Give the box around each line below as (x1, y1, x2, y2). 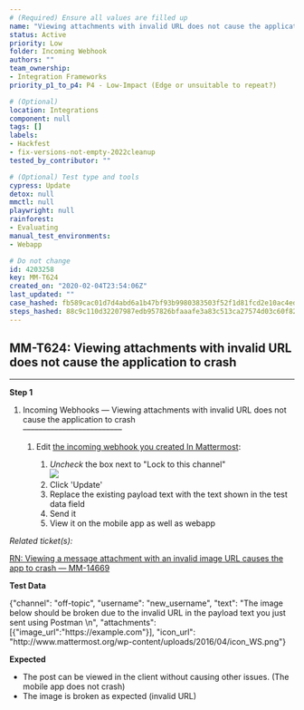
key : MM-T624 (9, 273, 59, 282)
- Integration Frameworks (9, 73, 107, 82)
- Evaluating (9, 223, 59, 232)
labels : (9, 131, 39, 141)
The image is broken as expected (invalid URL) (22, 691, 197, 702)
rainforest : (9, 215, 54, 224)
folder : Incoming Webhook (9, 47, 107, 56)
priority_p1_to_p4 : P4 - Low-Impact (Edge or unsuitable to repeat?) (9, 81, 278, 90)
